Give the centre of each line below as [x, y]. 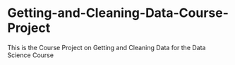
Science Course [31, 55]
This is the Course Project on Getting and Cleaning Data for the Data [107, 47]
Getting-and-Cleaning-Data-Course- [118, 13]
